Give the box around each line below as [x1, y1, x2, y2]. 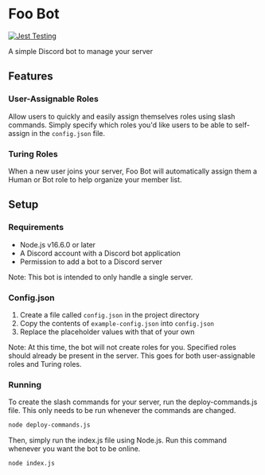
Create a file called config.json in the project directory [19, 310, 200, 319]
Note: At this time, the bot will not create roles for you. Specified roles [8, 342, 236, 352]
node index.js [8, 459, 56, 468]
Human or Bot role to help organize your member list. [8, 174, 182, 184]
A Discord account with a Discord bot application [19, 248, 181, 258]
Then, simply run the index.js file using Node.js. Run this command [8, 435, 227, 446]
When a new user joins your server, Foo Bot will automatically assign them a [8, 166, 257, 176]
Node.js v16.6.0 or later [19, 239, 96, 249]
